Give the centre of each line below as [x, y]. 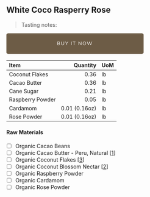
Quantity [85, 65]
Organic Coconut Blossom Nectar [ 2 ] [62, 167]
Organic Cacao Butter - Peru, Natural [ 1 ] [65, 152]
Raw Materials [25, 132]
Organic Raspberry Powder [49, 173]
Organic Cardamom [40, 180]
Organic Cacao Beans [42, 146]
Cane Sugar [24, 91]
